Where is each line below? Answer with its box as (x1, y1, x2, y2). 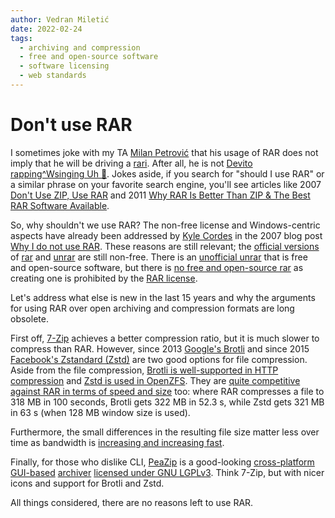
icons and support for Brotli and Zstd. (10, 477, 165, 489)
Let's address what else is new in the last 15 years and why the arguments (10, 291, 316, 303)
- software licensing (19, 61, 110, 71)
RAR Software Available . (10, 199, 110, 211)
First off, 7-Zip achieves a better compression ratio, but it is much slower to (10, 332, 320, 344)
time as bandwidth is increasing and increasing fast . (10, 436, 225, 448)
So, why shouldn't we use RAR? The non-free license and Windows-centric (10, 219, 321, 231)
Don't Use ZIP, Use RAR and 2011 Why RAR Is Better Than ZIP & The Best (10, 189, 311, 201)
